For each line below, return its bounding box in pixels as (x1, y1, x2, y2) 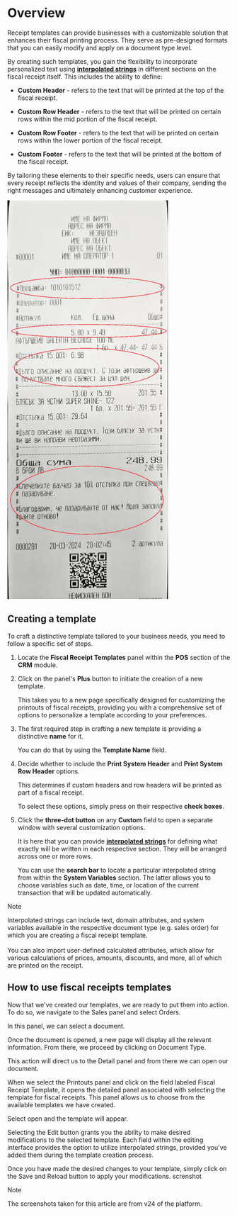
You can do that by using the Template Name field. (17, 746, 167, 754)
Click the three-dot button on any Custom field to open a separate (17, 815, 214, 824)
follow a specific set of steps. (7, 639, 93, 648)
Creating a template (7, 613, 97, 625)
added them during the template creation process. (7, 1150, 154, 1159)
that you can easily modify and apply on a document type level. (7, 43, 192, 52)
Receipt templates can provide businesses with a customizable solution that (7, 28, 229, 37)
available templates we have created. (7, 1100, 115, 1109)
